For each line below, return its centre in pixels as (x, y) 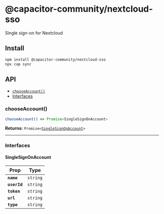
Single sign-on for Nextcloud (34, 33)
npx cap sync (18, 64)
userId (15, 184)
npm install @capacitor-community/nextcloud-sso (55, 60)
